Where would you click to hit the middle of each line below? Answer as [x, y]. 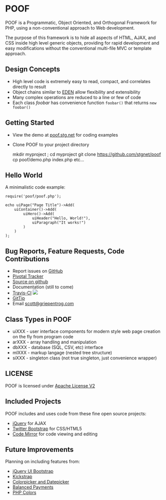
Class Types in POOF [38, 319]
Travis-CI [22, 293]
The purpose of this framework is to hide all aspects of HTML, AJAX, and [80, 38]
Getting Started [30, 123]
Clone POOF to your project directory [51, 144]
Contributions [27, 259]
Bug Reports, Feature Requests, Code [65, 251]
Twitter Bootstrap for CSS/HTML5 [47, 428]
